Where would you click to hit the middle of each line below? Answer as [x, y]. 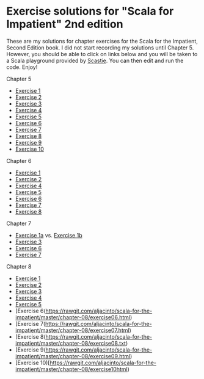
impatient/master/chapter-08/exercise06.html [72, 317]
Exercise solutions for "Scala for [90, 11]
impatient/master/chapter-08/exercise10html [71, 369]
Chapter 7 [19, 223]
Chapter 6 [19, 161]
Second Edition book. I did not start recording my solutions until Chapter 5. [100, 48]
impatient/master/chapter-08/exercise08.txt [71, 343]
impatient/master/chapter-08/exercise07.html [72, 330]
